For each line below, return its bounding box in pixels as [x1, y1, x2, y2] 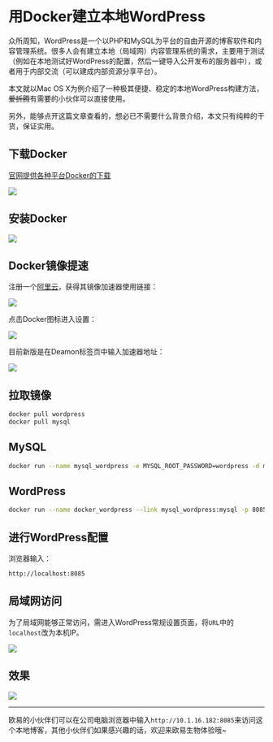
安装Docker [8, 212, 67, 226]
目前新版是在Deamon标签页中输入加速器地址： [8, 347, 165, 357]
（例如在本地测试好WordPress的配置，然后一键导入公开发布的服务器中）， [8, 56, 256, 66]
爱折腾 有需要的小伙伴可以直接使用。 [8, 93, 130, 103]
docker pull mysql [8, 418, 71, 427]
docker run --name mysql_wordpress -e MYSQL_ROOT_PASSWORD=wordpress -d [8, 462, 260, 470]
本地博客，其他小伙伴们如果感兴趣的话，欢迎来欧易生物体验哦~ [15, 725, 227, 735]
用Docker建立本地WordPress [8, 7, 206, 26]
